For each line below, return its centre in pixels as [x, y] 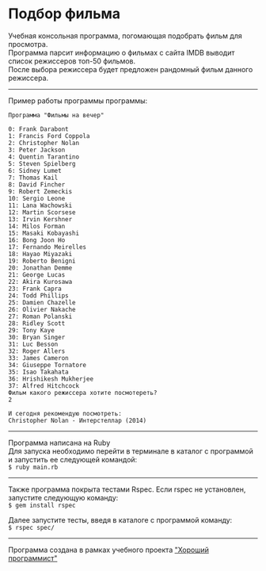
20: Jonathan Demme [40, 268]
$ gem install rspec [42, 505]
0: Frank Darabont [38, 129]
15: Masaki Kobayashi [44, 233]
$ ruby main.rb [33, 467]
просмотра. [28, 44]
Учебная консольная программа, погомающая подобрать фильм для [125, 36]
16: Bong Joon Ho [37, 240]
